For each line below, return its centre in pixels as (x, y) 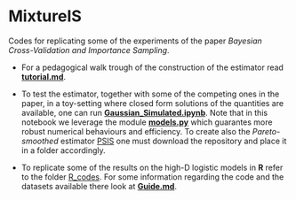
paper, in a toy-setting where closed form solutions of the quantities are (152, 103)
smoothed (40, 141)
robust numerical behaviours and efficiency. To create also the (136, 131)
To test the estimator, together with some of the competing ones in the (150, 94)
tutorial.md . (44, 76)
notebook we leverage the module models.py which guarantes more (147, 122)
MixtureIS (45, 16)
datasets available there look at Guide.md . (99, 186)
